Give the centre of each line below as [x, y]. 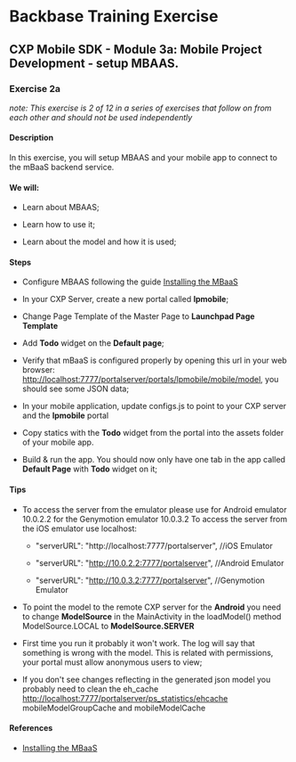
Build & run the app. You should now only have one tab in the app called [154, 460]
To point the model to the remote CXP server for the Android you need [152, 607]
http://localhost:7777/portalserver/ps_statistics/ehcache [125, 698]
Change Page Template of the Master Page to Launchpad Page [138, 316]
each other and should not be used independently [101, 117]
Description [32, 138]
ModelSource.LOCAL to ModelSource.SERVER [108, 626]
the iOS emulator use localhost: [80, 528]
